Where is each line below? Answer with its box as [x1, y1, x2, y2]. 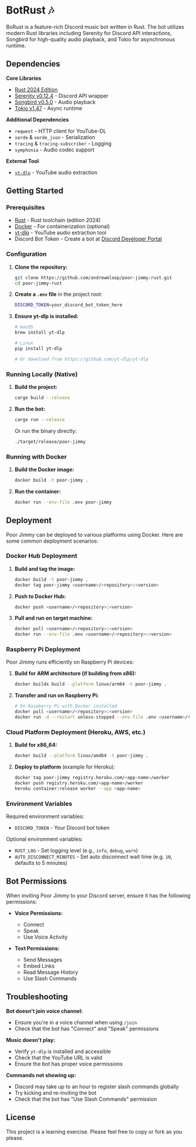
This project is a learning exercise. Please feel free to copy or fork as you [6, 1128, 183, 1135]
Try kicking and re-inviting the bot [14, 1089, 97, 1096]
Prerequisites [6, 204, 45, 212]
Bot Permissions [6, 877, 67, 887]
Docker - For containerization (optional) [14, 223, 110, 230]
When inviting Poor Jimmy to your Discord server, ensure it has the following [6, 892, 191, 899]
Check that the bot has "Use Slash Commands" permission [14, 1095, 157, 1102]
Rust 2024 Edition [14, 86, 58, 93]
